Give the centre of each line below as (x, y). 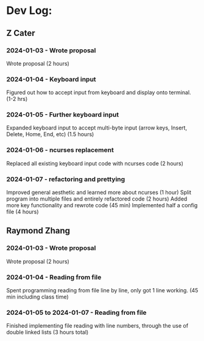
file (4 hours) (23, 212)
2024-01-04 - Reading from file (54, 277)
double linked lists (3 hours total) (47, 332)
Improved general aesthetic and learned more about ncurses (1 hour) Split (99, 193)
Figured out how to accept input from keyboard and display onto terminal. (99, 92)
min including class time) (37, 297)
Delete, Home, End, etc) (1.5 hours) (50, 134)
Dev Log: (29, 11)
